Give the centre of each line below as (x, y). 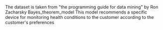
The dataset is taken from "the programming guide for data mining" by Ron (82, 7)
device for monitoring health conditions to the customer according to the (80, 17)
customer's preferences (30, 22)
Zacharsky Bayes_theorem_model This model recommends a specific (76, 12)
